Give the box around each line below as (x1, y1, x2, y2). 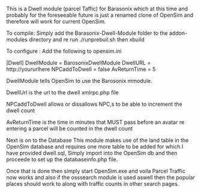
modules (6, 36, 28, 43)
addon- (169, 29, 188, 37)
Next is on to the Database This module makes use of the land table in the (6, 136, 189, 144)
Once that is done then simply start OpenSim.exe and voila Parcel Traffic (6, 168, 186, 174)
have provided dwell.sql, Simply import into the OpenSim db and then (6, 150, 178, 156)
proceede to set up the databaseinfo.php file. (6, 156, 118, 163)
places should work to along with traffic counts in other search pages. (6, 180, 179, 187)
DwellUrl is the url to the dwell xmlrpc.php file (6, 89, 119, 96)
